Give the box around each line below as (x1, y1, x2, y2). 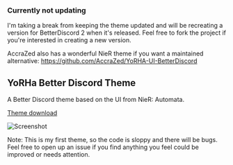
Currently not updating (7, 6, 86, 15)
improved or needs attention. (7, 150, 90, 159)
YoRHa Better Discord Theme (7, 77, 136, 89)
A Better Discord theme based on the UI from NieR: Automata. (7, 96, 185, 104)
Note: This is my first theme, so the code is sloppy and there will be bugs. (7, 136, 218, 144)
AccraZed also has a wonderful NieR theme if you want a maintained (7, 49, 204, 58)
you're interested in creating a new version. (7, 36, 132, 44)
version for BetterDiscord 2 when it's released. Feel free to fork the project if (7, 28, 227, 37)
